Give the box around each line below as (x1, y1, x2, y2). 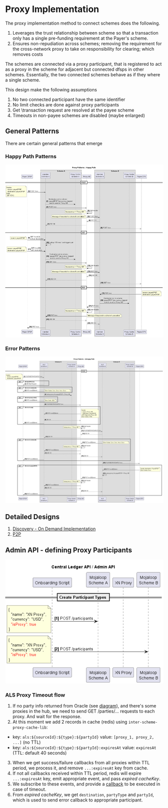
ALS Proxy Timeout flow (5, 691, 65, 699)
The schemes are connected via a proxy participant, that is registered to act (5, 61, 162, 67)
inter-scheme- (128, 720, 158, 725)
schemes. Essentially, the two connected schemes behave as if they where (5, 71, 160, 77)
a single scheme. (5, 77, 41, 83)
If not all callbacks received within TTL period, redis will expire (12, 770, 142, 776)
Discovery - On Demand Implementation (12, 526, 96, 532)
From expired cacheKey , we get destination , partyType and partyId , (12, 792, 154, 798)
